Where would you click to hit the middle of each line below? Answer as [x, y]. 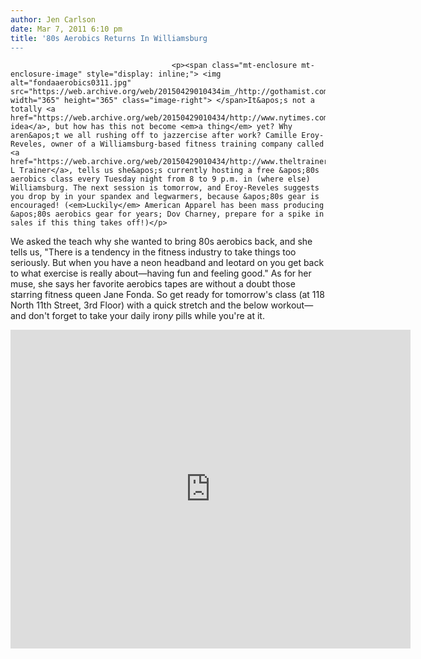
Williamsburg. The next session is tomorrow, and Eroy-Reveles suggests [165, 188]
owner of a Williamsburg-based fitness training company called [187, 144]
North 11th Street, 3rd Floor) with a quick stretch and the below [139, 305]
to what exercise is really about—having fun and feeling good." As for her [161, 273]
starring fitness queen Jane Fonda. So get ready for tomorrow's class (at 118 [167, 295]
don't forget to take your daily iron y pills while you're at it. [146, 316]
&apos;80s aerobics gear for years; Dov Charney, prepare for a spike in [167, 214]
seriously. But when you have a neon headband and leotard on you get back [167, 263]
